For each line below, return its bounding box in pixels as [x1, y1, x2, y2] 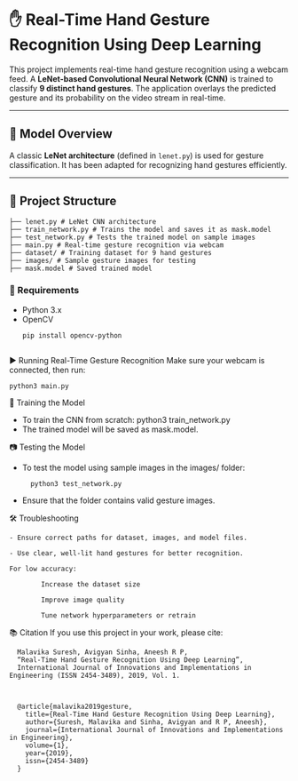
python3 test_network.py [30, 479, 122, 488]
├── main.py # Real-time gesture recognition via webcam [9, 240, 224, 250]
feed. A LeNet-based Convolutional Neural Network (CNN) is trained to [9, 73, 273, 84]
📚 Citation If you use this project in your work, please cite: [9, 626, 223, 638]
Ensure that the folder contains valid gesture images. [21, 495, 216, 506]
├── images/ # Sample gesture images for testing [9, 256, 197, 265]
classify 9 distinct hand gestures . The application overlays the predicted [9, 83, 277, 93]
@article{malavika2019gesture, [17, 702, 133, 711]
